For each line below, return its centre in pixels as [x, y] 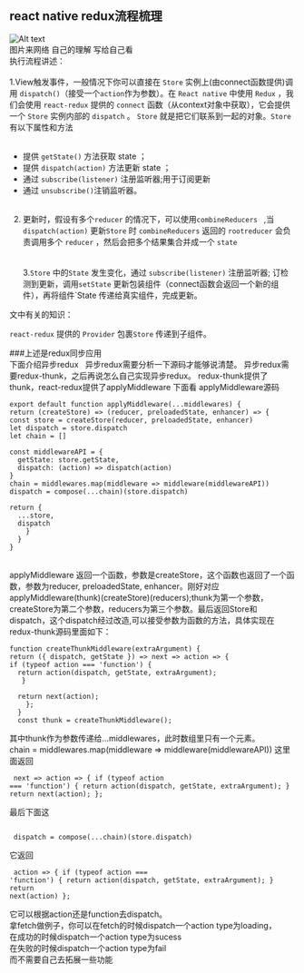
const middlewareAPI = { [56, 452]
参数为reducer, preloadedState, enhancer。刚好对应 [122, 586]
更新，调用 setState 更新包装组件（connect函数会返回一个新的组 [159, 283]
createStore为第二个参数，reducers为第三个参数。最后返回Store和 [133, 609]
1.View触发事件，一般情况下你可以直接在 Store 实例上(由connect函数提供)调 [151, 82]
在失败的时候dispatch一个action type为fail [88, 948]
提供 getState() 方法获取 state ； [84, 156]
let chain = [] [38, 436]
